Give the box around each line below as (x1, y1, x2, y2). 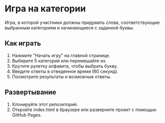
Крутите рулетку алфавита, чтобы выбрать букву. (11, 63, 118, 69)
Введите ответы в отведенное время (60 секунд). (11, 68, 119, 74)
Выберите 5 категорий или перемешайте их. (11, 58, 107, 64)
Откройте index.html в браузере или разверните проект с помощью (11, 107, 157, 113)
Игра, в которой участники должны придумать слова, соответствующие (4, 19, 160, 25)
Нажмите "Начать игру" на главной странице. (11, 52, 111, 58)
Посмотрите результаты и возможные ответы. (11, 73, 112, 80)
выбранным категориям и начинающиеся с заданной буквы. (4, 24, 134, 30)
